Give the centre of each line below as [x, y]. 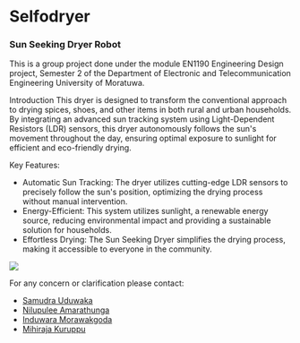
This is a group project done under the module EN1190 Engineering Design [146, 64]
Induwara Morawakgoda [67, 320]
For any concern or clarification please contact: [97, 283]
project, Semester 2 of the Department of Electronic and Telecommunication [150, 73]
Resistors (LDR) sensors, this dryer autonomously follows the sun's [133, 129]
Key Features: [34, 165]
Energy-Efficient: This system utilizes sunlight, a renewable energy [145, 211]
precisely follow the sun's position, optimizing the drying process [142, 192]
